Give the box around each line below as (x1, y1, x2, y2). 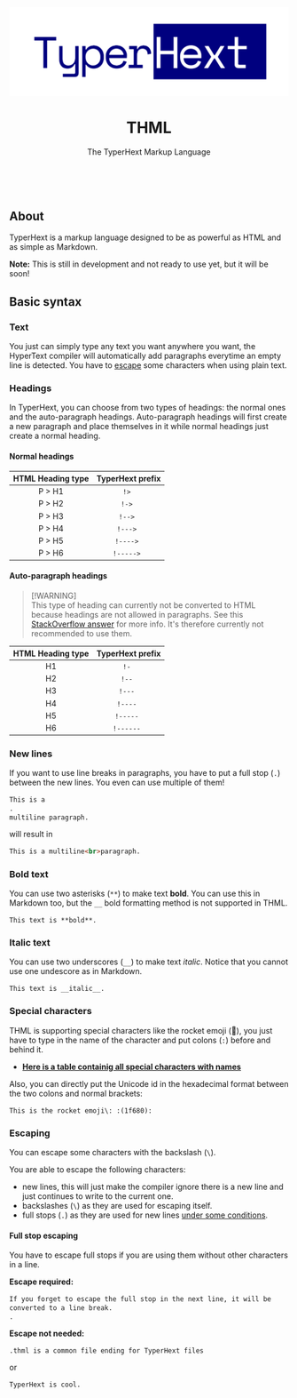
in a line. (9, 1259, 40, 1270)
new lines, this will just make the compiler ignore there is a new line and (21, 1181, 284, 1192)
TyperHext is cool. (9, 1380, 82, 1389)
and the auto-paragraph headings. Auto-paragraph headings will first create (9, 411, 287, 422)
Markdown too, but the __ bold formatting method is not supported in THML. (9, 898, 288, 908)
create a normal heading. (9, 430, 101, 442)
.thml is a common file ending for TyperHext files (9, 1346, 204, 1355)
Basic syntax (9, 294, 82, 309)
